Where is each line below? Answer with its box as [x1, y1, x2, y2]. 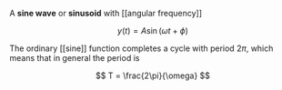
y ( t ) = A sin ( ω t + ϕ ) [116, 25, 189, 35]
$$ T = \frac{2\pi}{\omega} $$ [95, 70, 211, 81]
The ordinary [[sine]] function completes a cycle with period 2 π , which [9, 43, 274, 54]
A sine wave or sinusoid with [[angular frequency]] [9, 8, 203, 18]
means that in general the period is [9, 53, 140, 63]
